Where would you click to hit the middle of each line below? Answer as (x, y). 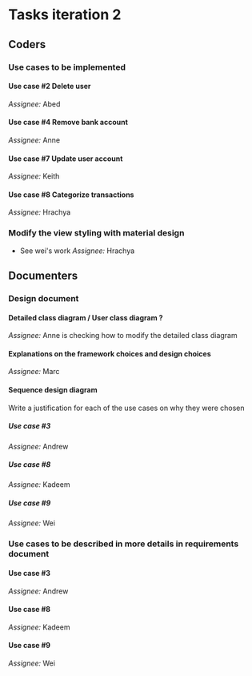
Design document (44, 298)
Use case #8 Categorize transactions (71, 195)
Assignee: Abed (34, 104)
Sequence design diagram (53, 389)
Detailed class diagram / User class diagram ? (86, 317)
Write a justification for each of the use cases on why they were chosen (126, 408)
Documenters (43, 276)
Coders (27, 44)
